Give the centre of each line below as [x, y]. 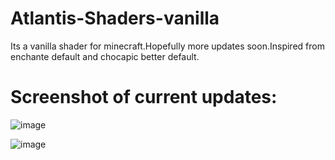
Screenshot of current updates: [144, 97]
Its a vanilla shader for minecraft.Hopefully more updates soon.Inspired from [167, 46]
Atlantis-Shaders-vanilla [115, 18]
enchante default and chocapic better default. [105, 56]
